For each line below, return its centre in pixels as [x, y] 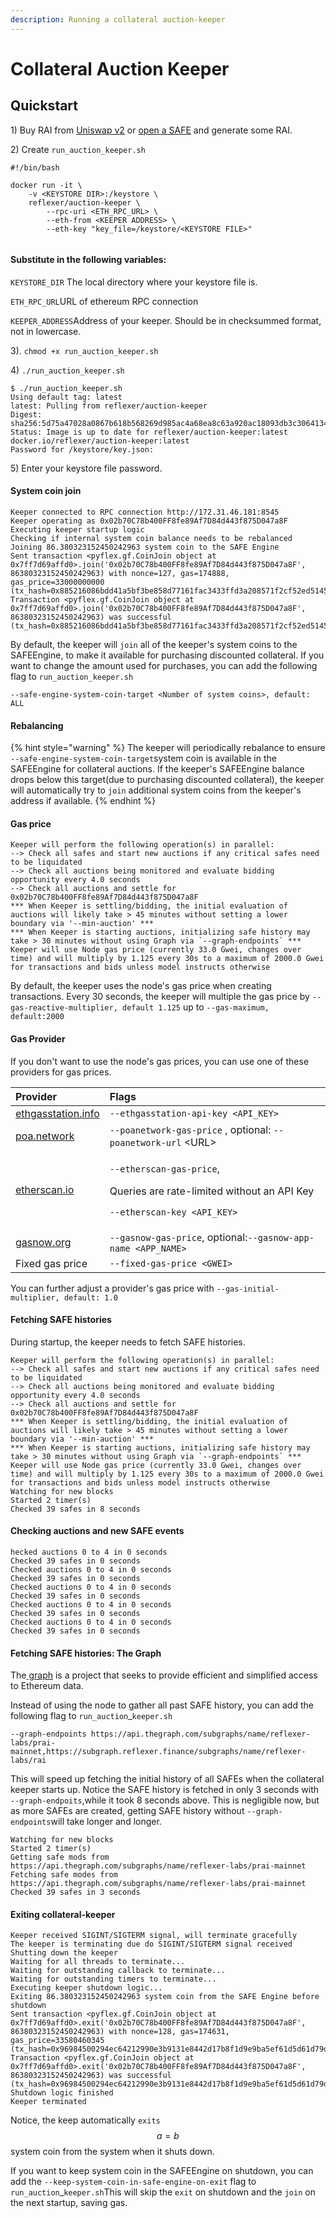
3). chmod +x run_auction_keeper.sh [84, 350]
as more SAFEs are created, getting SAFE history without [127, 1811]
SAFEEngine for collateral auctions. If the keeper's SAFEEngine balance [157, 769]
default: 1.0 [90, 1297]
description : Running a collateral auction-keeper [118, 19]
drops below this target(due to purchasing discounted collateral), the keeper [167, 780]
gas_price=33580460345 [57, 2041]
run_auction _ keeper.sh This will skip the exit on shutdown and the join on [163, 2192]
